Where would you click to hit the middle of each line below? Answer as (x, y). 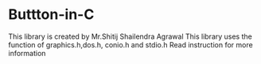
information (27, 53)
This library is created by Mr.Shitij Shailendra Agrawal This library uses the (130, 36)
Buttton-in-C (51, 15)
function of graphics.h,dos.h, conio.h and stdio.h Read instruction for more (130, 44)
